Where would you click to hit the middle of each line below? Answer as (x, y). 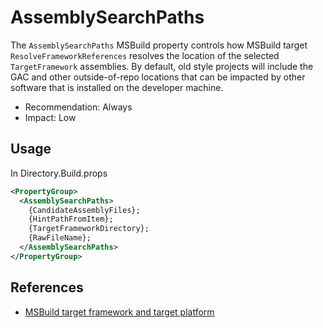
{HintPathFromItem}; (71, 219)
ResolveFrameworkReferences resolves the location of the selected (145, 55)
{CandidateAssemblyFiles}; (84, 210)
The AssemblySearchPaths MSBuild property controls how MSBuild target (159, 45)
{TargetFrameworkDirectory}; (89, 229)
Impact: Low (50, 117)
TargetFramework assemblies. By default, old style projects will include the (162, 66)
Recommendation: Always (78, 107)
